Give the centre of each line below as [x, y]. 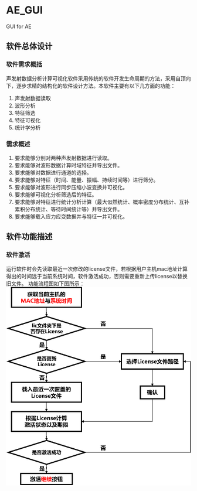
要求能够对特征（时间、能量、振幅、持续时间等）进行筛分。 [86, 180]
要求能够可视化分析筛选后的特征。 [56, 195]
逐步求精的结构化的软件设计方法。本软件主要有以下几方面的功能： [96, 86]
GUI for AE [19, 26]
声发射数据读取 [33, 98]
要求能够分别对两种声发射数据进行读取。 [63, 158]
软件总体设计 [29, 47]
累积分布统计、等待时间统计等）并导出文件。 [69, 209]
